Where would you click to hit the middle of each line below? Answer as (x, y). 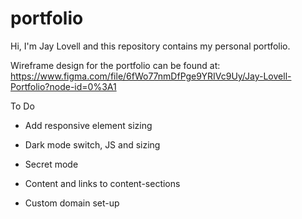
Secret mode (51, 164)
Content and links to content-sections (102, 183)
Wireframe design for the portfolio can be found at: (115, 65)
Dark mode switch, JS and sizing (92, 144)
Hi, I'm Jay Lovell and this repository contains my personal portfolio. (150, 46)
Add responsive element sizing (88, 125)
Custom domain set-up (72, 203)
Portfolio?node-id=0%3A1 (63, 86)
